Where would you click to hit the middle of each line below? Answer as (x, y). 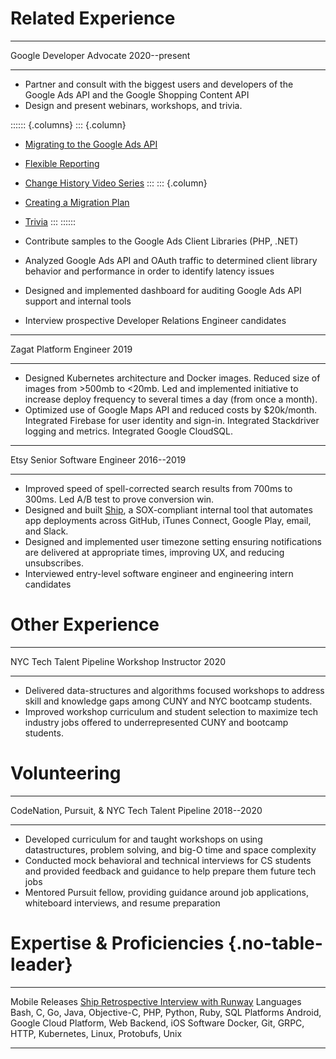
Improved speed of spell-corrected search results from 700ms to (158, 488)
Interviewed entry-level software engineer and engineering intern (159, 573)
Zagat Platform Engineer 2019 (71, 349)
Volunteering (66, 773)
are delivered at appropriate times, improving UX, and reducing (154, 552)
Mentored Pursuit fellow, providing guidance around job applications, (167, 892)
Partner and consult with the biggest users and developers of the (159, 84)
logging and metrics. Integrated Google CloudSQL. (129, 431)
